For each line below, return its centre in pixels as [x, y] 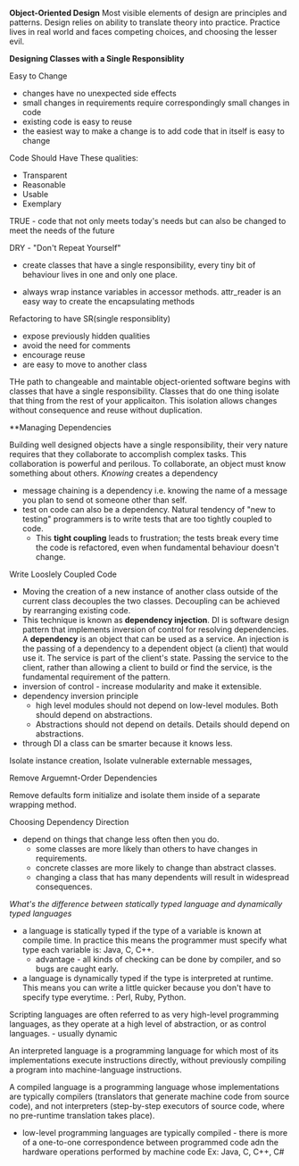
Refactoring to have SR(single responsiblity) [90, 319]
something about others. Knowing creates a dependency [114, 473]
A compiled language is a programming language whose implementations [144, 1087]
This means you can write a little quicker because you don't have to [146, 987]
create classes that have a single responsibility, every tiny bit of [139, 265]
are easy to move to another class [84, 364]
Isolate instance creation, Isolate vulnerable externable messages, [131, 761]
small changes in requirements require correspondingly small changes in [156, 103]
